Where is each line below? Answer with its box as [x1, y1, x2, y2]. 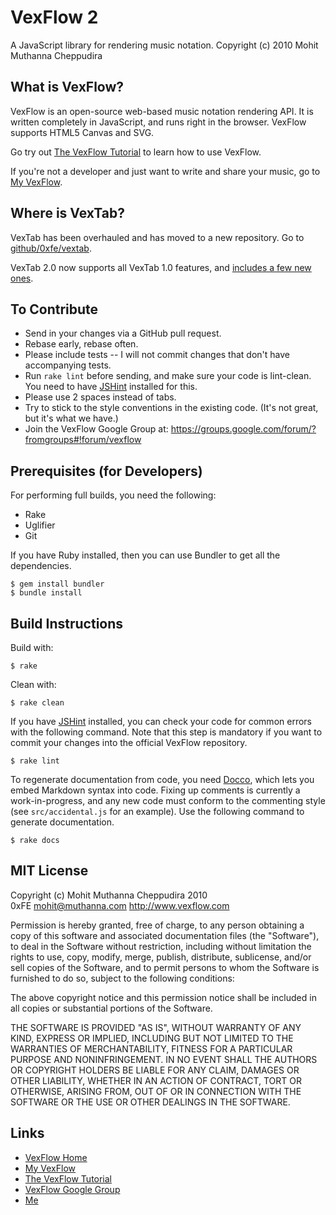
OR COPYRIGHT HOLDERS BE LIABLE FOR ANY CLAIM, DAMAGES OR [10, 1064, 300, 1076]
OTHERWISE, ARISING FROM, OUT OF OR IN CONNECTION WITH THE [10, 1085, 302, 1097]
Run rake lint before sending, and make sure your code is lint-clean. [24, 370, 312, 382]
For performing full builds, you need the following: [10, 489, 217, 501]
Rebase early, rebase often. [24, 338, 139, 350]
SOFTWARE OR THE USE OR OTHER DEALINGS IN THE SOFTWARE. [10, 1096, 291, 1108]
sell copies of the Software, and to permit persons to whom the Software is [10, 961, 320, 973]
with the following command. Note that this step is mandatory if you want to [10, 726, 323, 738]
